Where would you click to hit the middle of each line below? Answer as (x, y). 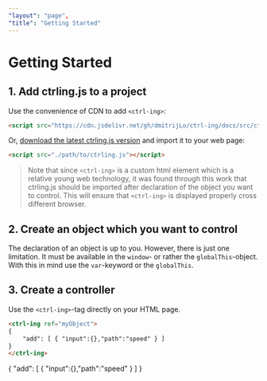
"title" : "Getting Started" (55, 23)
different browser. (57, 204)
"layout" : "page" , (39, 16)
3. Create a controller (62, 290)
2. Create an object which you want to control (123, 229)
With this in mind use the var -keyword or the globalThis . (101, 265)
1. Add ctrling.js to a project (77, 92)
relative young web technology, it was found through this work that (137, 179)
